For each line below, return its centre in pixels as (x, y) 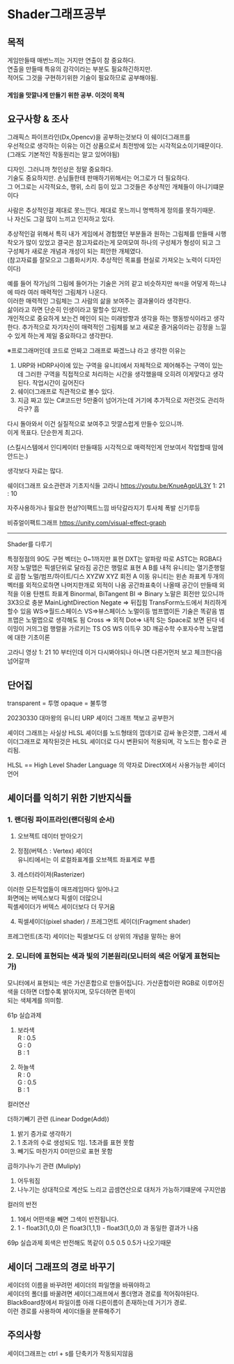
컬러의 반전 (22, 1204)
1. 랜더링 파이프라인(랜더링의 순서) (61, 819)
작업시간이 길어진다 (58, 383)
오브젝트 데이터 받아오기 (50, 836)
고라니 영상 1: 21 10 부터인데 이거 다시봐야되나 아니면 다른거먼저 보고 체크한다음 (115, 652)
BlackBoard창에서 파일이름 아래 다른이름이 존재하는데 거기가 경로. (97, 1303)
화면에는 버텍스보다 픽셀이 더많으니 (55, 897)
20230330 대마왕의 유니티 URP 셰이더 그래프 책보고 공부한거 (91, 718)
